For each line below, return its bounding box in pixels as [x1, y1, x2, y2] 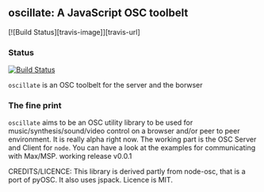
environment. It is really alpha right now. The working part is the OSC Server [8, 134, 257, 145]
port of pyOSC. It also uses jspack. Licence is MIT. [8, 175, 173, 185]
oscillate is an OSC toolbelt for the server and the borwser [8, 81, 204, 90]
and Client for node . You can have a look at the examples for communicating [8, 143, 256, 152]
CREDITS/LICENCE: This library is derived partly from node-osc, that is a [8, 167, 246, 176]
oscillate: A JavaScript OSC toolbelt [8, 6, 189, 20]
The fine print [8, 100, 62, 111]
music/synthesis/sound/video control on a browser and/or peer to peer [8, 126, 240, 136]
